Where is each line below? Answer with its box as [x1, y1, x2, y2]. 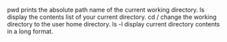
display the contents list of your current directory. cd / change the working [7, 13, 217, 21]
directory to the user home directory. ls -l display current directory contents [7, 20, 220, 28]
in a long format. [7, 27, 53, 35]
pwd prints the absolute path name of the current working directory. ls [7, 6, 205, 14]
